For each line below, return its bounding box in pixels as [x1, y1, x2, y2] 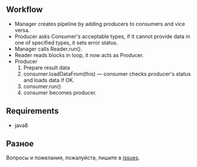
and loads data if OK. [23, 76, 75, 83]
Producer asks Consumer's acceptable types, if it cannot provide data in [14, 32, 191, 40]
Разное [6, 139, 34, 149]
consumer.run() [23, 82, 61, 90]
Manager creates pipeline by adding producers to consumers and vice [14, 20, 185, 27]
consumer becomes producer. [23, 89, 97, 96]
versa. [14, 26, 31, 34]
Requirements [6, 106, 59, 116]
